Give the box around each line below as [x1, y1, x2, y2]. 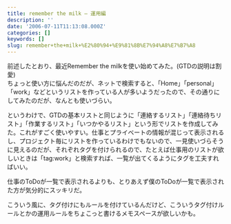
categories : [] [7, 29, 51, 37]
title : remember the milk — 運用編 [7, 10, 106, 17]
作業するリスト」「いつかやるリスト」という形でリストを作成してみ [28, 120, 219, 128]
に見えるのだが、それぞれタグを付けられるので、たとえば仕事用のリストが [7, 145, 219, 154]
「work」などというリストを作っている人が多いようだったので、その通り [7, 88, 214, 96]
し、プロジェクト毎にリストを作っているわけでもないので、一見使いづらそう [7, 137, 224, 145]
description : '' [7, 17, 54, 23]
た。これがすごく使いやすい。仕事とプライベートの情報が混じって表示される [7, 128, 225, 136]
